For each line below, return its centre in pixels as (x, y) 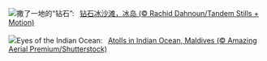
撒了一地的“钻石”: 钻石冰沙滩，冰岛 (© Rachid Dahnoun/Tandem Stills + (138, 13)
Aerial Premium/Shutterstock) (58, 49)
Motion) (22, 22)
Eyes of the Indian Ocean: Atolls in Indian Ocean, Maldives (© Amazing (137, 41)
